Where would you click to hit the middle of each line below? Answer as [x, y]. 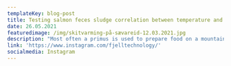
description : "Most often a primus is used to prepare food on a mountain [117, 39]
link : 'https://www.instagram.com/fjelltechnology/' [84, 45]
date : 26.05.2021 [32, 26]
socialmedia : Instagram [41, 52]
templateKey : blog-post [41, 13]
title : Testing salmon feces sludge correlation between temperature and [115, 20]
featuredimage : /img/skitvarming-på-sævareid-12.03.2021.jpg [97, 33]
